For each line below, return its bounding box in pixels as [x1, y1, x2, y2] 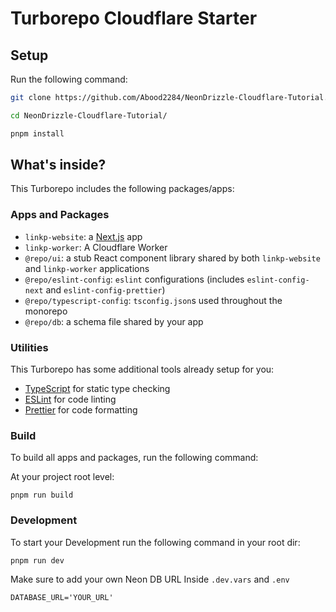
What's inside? [10, 157, 107, 174]
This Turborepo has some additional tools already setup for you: [10, 363, 275, 376]
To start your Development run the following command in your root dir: [10, 536, 301, 548]
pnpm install [10, 128, 65, 139]
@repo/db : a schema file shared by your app [24, 315, 204, 327]
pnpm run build [10, 490, 74, 501]
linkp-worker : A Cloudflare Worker [24, 241, 168, 253]
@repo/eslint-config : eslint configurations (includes [24, 273, 245, 285]
